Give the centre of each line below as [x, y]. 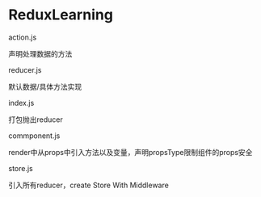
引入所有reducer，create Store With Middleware [89, 185]
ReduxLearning [61, 15]
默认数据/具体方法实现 [45, 86]
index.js [21, 103]
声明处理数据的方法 [40, 53]
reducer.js [25, 69]
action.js [23, 37]
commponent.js [34, 136]
